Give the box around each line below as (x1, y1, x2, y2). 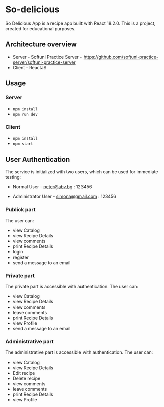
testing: (5, 174, 21, 180)
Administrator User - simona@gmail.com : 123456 (12, 193, 117, 199)
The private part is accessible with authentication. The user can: (5, 284, 138, 290)
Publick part (5, 206, 36, 213)
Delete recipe (12, 375, 41, 382)
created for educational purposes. (5, 25, 76, 31)
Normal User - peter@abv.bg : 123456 (12, 183, 92, 190)
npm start (12, 141, 34, 146)
